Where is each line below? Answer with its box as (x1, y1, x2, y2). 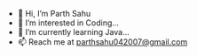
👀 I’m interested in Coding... (17, 17, 120, 28)
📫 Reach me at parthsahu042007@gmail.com (17, 37, 188, 47)
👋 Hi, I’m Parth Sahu (17, 9, 91, 18)
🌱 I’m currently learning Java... (17, 27, 130, 37)
